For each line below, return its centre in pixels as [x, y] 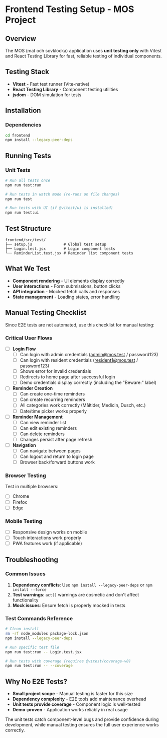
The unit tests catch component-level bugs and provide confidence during [82, 719]
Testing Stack [27, 72]
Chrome [21, 496]
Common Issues [26, 574]
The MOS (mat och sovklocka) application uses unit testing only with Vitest [83, 51]
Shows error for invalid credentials [55, 371]
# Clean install [22, 629]
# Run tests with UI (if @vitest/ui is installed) [59, 208]
